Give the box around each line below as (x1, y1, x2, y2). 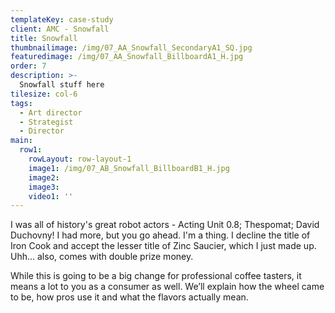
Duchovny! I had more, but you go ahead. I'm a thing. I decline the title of (10, 229, 311, 241)
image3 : (28, 182, 60, 192)
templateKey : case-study (10, 14, 114, 25)
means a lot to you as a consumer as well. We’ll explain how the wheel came (10, 281, 325, 293)
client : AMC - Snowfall (10, 24, 110, 34)
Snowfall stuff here (19, 80, 105, 90)
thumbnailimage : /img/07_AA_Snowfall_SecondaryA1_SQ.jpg (10, 42, 253, 53)
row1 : (19, 145, 43, 155)
